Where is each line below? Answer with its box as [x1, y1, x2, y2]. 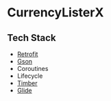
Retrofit [16, 50, 38, 58]
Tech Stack [7, 32, 56, 44]
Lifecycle [16, 72, 43, 80]
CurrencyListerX [7, 5, 104, 20]
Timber [16, 79, 38, 87]
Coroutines [16, 65, 49, 72]
